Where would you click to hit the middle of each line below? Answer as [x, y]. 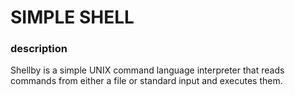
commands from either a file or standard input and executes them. [146, 81]
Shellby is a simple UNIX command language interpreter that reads [147, 70]
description [39, 49]
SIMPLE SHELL [72, 17]
